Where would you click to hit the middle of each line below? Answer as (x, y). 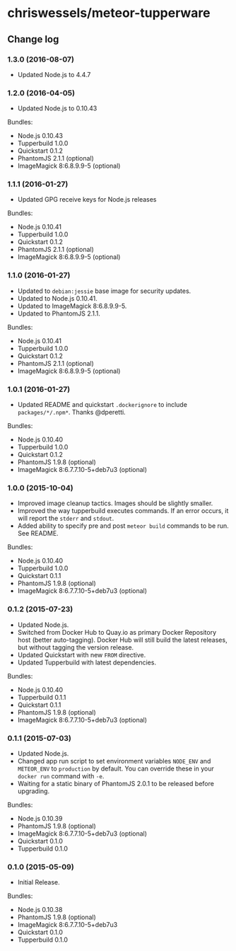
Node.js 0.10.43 (40, 136)
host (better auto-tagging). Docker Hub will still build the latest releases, (122, 640)
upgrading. (34, 791)
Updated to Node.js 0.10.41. (57, 298)
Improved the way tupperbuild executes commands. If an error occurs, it (123, 511)
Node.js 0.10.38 (40, 910)
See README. (38, 534)
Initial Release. (39, 882)
